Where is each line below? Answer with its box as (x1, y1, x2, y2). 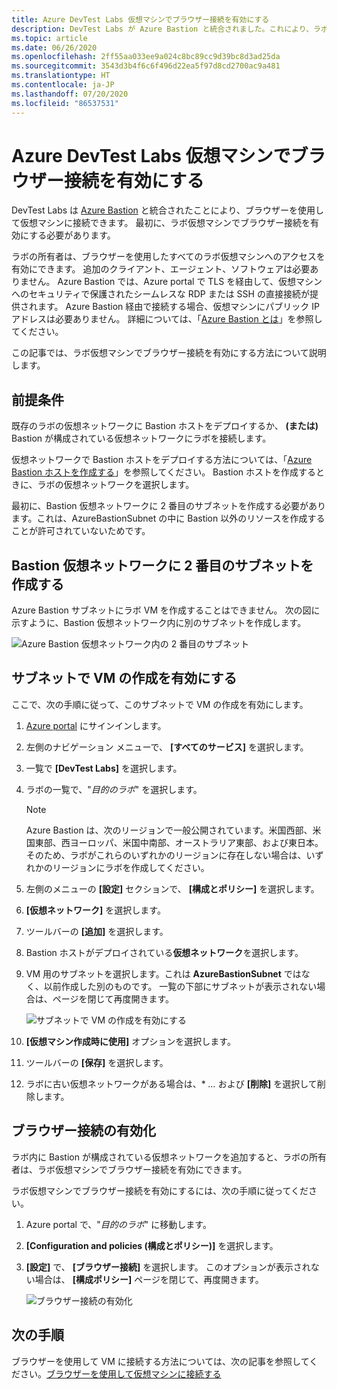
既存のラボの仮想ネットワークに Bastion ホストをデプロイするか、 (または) (11, 420, 319, 432)
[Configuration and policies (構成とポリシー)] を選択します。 (25, 1239, 279, 1251)
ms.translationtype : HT (11, 71, 111, 81)
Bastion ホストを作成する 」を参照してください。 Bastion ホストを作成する (11, 466, 317, 478)
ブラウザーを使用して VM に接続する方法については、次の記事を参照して (11, 1355, 310, 1367)
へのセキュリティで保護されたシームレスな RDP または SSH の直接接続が (11, 288, 310, 300)
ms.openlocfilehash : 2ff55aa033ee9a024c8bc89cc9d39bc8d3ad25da (11, 52, 281, 62)
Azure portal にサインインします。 (25, 719, 167, 731)
